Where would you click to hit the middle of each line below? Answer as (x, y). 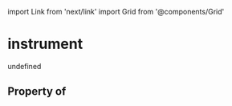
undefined (24, 66)
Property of (37, 92)
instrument (45, 44)
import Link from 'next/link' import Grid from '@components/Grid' (116, 12)
